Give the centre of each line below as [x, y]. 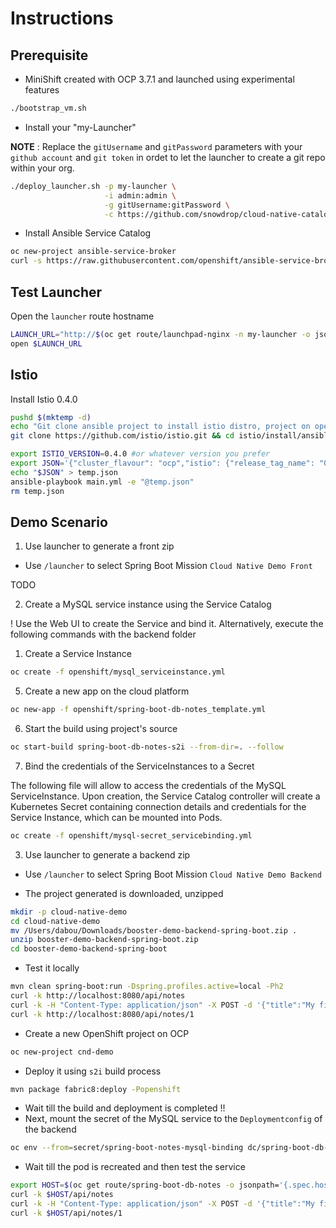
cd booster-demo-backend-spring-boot [89, 949]
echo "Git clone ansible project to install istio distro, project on [160, 427]
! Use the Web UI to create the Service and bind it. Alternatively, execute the [167, 624]
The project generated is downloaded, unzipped [124, 893]
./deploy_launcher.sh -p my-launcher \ [93, 186]
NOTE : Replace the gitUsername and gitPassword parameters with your [156, 146]
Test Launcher [56, 292]
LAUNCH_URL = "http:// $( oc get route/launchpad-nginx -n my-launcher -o [160, 334]
